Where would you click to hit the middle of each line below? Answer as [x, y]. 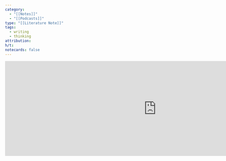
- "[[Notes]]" [23, 14]
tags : [10, 27]
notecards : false [22, 50]
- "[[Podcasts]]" [27, 18]
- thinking [20, 37]
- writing [19, 32]
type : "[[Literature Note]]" [34, 23]
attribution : [18, 41]
